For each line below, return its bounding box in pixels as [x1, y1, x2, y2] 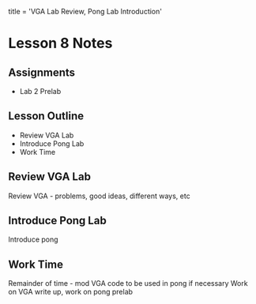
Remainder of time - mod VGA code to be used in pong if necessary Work [8, 279, 248, 288]
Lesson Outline [8, 110, 85, 123]
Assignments [8, 66, 76, 79]
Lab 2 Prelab [19, 87, 62, 96]
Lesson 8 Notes [8, 35, 113, 52]
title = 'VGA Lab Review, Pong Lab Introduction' [8, 7, 162, 16]
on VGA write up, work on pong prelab [8, 287, 133, 297]
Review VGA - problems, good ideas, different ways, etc [8, 191, 191, 201]
